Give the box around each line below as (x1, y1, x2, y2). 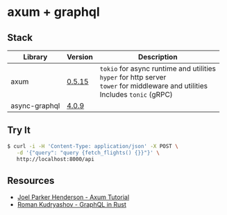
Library (23, 53, 48, 62)
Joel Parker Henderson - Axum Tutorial (17, 193, 130, 201)
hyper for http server (99, 73, 167, 82)
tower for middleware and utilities (99, 81, 208, 91)
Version (67, 53, 94, 62)
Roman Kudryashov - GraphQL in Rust (17, 200, 127, 209)
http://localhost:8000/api (16, 156, 95, 162)
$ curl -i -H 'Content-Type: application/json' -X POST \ (7, 142, 178, 149)
